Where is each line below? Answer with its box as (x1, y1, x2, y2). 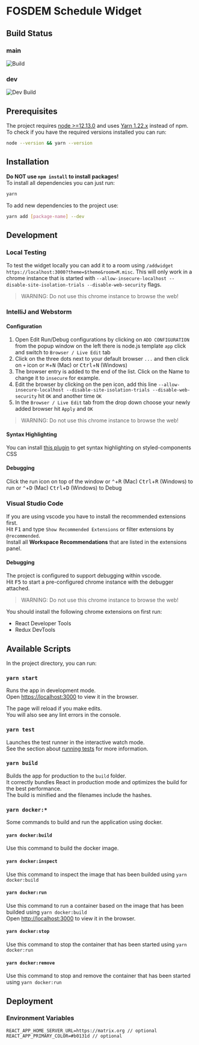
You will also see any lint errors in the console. (6, 711, 121, 719)
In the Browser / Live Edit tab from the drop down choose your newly (14, 399, 191, 406)
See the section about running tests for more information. (6, 745, 148, 752)
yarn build (6, 760, 38, 767)
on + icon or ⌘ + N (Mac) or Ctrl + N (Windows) (14, 361, 128, 369)
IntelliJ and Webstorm (6, 308, 72, 316)
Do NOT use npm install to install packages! (6, 173, 119, 180)
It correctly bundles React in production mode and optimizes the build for (6, 778, 188, 785)
